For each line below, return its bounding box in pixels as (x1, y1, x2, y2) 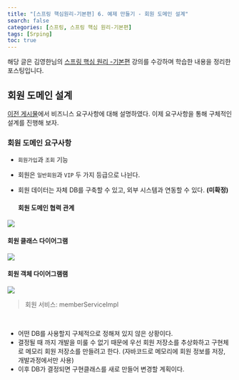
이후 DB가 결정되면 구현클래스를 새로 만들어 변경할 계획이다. (17, 364, 185, 373)
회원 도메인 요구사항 (7, 138, 72, 148)
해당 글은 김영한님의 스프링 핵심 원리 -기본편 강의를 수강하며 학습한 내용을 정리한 (7, 58, 231, 66)
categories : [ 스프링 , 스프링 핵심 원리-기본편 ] (7, 24, 132, 31)
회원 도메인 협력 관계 (17, 203, 75, 212)
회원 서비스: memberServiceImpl (24, 300, 119, 309)
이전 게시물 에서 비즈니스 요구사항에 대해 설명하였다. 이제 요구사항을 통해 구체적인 (7, 109, 233, 118)
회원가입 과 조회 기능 (17, 155, 68, 164)
